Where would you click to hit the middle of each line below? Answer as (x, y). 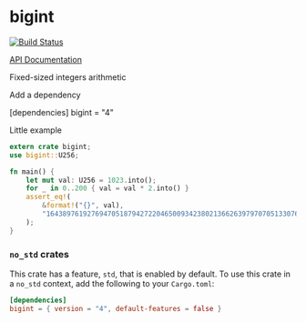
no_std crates (40, 254)
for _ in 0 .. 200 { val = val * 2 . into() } (107, 188)
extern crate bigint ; (51, 146)
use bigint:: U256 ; (44, 155)
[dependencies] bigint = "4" (61, 112)
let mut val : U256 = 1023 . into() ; (91, 180)
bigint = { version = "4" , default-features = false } (116, 308)
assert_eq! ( (48, 197)
